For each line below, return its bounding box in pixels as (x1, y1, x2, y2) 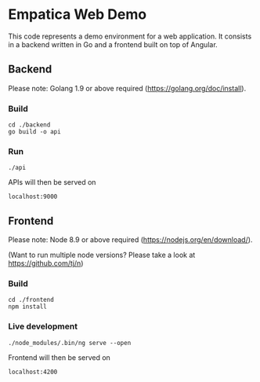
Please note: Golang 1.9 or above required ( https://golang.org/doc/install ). (8, 83, 247, 93)
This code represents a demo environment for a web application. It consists (8, 31, 252, 41)
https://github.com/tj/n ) (8, 259, 84, 268)
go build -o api (8, 128, 61, 136)
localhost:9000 (8, 193, 58, 201)
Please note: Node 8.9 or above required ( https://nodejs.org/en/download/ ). (8, 235, 253, 244)
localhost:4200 (8, 368, 58, 376)
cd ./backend (8, 121, 51, 129)
